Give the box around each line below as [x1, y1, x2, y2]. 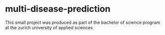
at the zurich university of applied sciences [5, 24, 93, 30]
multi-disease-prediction [5, 3, 111, 15]
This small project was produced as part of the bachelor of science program [5, 19, 161, 25]
